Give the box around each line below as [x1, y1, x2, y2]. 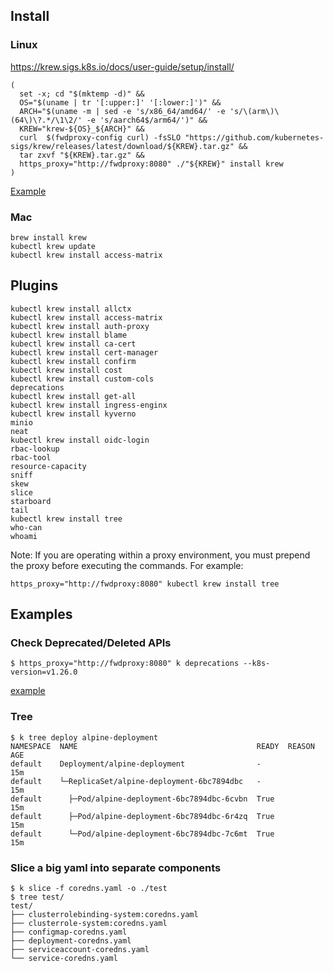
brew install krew [10, 232, 87, 243]
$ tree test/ [10, 892, 65, 903]
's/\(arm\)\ [229, 106, 280, 116]
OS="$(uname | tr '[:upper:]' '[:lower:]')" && [19, 97, 222, 108]
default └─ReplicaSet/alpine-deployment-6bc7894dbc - [10, 776, 262, 786]
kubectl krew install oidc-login [10, 435, 150, 445]
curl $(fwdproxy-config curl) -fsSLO [19, 132, 182, 143]
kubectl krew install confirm [10, 356, 137, 366]
